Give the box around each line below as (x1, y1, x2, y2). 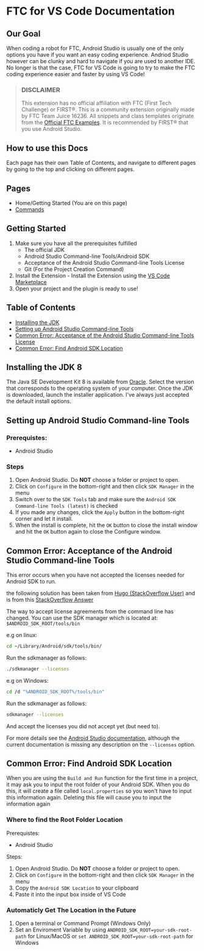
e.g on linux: (6, 632, 38, 639)
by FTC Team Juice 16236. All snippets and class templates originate (21, 113, 194, 120)
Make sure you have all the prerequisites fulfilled (15, 239, 137, 247)
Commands (15, 206, 44, 213)
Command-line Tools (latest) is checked (15, 502, 118, 509)
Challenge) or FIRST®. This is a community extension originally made (21, 106, 195, 113)
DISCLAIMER (21, 85, 60, 94)
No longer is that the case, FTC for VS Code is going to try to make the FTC (6, 64, 195, 71)
